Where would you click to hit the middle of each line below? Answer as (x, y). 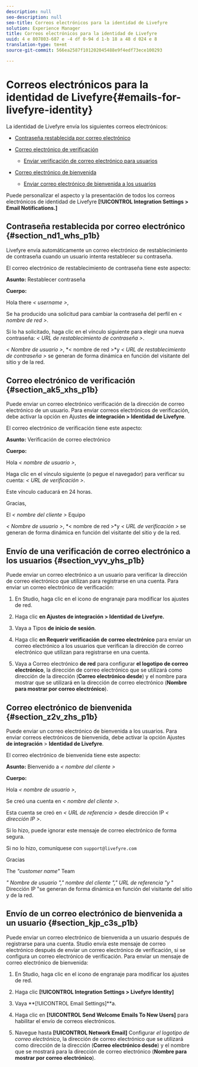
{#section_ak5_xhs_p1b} (52, 390)
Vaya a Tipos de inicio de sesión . (55, 628)
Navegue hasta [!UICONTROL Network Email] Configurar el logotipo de (102, 1033)
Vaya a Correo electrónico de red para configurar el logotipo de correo (101, 664)
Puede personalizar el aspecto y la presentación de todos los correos (91, 195)
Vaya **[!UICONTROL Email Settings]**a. (65, 1003)
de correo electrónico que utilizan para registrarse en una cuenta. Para (92, 581)
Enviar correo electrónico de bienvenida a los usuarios (90, 184)
